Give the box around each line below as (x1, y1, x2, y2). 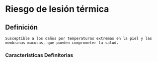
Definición (5, 23, 38, 31)
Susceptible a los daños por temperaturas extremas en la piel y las (5, 36, 153, 41)
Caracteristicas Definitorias (5, 52, 74, 59)
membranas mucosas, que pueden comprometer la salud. (5, 40, 119, 45)
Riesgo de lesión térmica (5, 3, 109, 15)
